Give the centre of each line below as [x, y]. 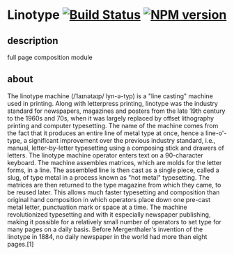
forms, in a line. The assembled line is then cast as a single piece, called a [113, 170]
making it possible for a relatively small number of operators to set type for [114, 222]
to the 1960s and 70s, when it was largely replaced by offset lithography [111, 118]
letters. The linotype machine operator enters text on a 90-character [105, 155]
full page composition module [50, 57]
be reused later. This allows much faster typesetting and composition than [114, 192]
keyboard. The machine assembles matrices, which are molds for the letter [115, 162]
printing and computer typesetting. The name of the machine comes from [113, 125]
